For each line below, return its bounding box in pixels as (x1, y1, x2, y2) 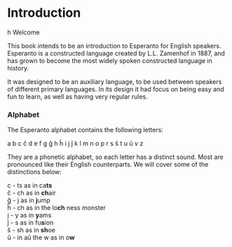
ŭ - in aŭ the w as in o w (7, 233, 75, 242)
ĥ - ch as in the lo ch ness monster (7, 204, 107, 212)
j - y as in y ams (7, 211, 52, 220)
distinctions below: (7, 168, 62, 176)
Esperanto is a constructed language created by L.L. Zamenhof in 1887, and (7, 49, 226, 57)
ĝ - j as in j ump (7, 196, 50, 204)
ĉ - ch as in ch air (7, 189, 56, 197)
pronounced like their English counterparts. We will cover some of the (7, 160, 209, 169)
